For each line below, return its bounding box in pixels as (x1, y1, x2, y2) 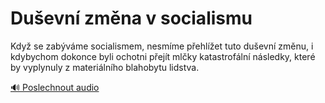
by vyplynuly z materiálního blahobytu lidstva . (10, 61, 200, 73)
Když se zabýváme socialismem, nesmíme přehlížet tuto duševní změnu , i (10, 40, 314, 52)
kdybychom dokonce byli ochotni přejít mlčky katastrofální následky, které (10, 50, 316, 62)
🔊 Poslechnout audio (10, 81, 100, 93)
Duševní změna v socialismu (10, 7, 253, 30)
